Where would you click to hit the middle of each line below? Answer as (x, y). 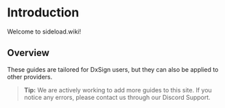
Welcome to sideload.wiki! (44, 31)
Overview (28, 53)
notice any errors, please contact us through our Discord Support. (117, 97)
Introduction (43, 13)
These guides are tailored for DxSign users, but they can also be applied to (113, 69)
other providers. (30, 77)
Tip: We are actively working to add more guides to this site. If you (118, 90)
